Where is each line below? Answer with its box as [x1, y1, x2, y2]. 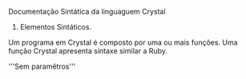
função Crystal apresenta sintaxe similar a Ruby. [8, 46, 168, 55]
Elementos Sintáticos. [19, 22, 92, 31]
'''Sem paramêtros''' [8, 61, 76, 71]
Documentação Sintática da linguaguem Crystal [8, 7, 166, 16]
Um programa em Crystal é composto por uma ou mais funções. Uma [8, 38, 238, 47]
